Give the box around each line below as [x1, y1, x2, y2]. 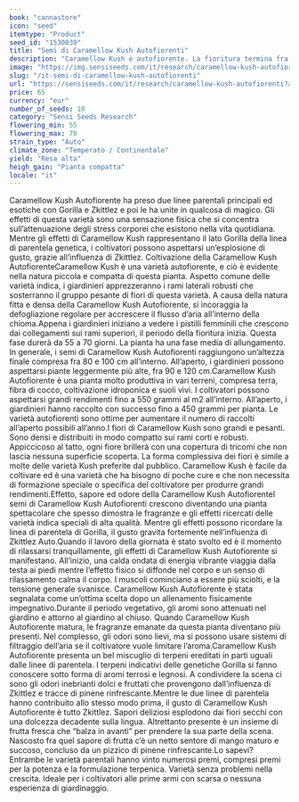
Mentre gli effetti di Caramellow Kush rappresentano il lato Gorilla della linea [9, 233, 287, 244]
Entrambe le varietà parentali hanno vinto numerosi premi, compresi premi [9, 755, 281, 765]
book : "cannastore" [9, 12, 82, 22]
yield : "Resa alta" [9, 153, 82, 163]
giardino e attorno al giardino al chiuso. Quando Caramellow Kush [9, 612, 250, 623]
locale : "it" [9, 170, 58, 179]
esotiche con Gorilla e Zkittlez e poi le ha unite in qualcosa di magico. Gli [9, 204, 275, 215]
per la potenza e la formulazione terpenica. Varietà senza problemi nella [9, 764, 273, 774]
